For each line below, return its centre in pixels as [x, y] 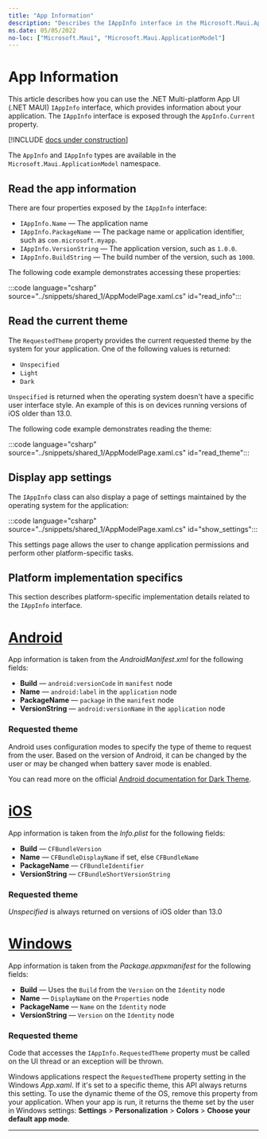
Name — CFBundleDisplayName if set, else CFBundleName [109, 857]
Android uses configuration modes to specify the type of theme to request [130, 746]
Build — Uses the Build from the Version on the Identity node [122, 990]
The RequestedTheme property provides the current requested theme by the [130, 340]
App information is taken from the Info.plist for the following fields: [117, 833]
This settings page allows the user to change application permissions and [129, 544]
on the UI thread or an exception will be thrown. [86, 1061]
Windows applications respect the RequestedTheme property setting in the [127, 1077]
